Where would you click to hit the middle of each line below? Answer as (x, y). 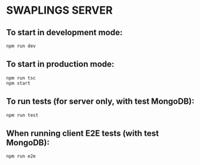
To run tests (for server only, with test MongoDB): (100, 102)
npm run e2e (21, 156)
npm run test (22, 115)
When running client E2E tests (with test (83, 134)
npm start (19, 83)
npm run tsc (21, 78)
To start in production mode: (60, 64)
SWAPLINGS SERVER (59, 10)
